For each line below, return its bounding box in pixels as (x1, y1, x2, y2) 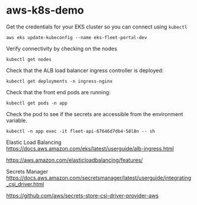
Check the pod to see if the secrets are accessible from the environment (6, 110, 183, 117)
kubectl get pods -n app (6, 100, 68, 106)
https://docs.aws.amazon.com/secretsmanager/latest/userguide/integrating (6, 174, 192, 181)
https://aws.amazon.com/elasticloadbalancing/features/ (6, 156, 144, 164)
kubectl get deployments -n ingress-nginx (6, 78, 113, 84)
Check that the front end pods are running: (6, 88, 111, 95)
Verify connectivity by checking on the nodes (6, 45, 117, 52)
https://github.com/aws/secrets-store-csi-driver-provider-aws (6, 192, 159, 199)
